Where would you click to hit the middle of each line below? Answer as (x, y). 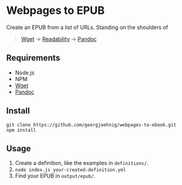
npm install (21, 130)
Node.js (25, 73)
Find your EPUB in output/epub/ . (55, 176)
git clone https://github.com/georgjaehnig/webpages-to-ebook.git (91, 125)
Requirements (33, 58)
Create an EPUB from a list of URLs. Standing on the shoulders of (87, 27)
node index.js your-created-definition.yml (71, 170)
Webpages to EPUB (55, 11)
